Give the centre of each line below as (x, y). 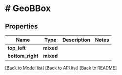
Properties (21, 26)
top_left (17, 48)
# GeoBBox (28, 8)
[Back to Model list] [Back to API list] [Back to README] (61, 68)
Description (76, 40)
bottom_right (23, 56)
